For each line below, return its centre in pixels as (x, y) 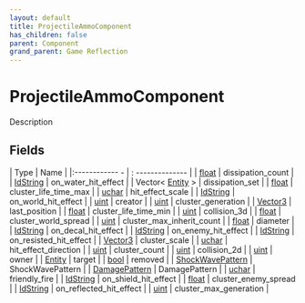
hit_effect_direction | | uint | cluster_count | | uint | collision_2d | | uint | (141, 249)
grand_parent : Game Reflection (69, 52)
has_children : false (49, 35)
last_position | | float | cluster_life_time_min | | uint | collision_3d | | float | (146, 211)
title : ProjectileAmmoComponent (71, 26)
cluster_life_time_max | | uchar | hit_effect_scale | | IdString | (122, 191)
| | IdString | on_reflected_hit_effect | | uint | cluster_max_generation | (139, 288)
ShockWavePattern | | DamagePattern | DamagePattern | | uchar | (132, 268)
